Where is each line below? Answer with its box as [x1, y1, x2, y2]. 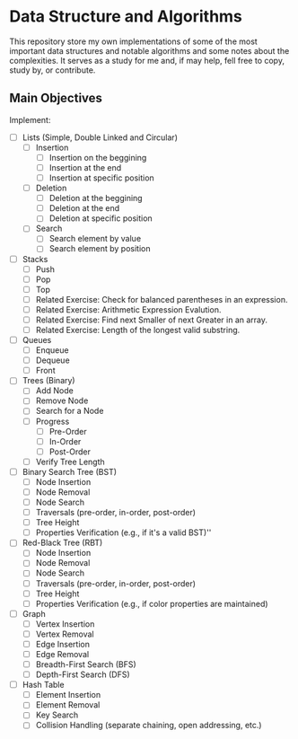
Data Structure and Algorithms [9, 6, 242, 27]
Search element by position [48, 243, 151, 254]
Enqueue [35, 345, 69, 356]
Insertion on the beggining [48, 152, 147, 163]
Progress [35, 416, 70, 427]
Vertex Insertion [35, 618, 95, 629]
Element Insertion [35, 690, 101, 700]
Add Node [35, 385, 74, 396]
